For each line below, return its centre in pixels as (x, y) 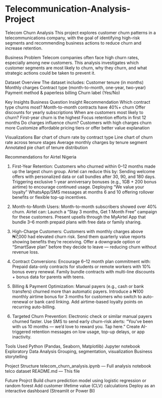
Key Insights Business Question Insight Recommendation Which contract (78, 102)
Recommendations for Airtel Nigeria (41, 157)
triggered (21, 332)
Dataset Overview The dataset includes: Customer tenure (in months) (74, 82)
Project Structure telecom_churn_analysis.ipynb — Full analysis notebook (78, 366)
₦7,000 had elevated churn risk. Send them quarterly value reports (79, 237)
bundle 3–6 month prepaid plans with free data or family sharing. (77, 222)
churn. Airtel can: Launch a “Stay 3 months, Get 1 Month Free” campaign (85, 211)
